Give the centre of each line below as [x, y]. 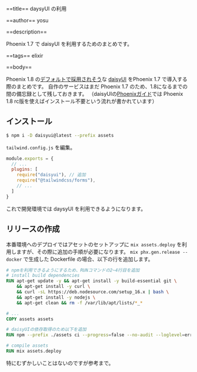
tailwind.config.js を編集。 [41, 147]
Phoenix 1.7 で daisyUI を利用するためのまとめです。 [69, 44]
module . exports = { [30, 158]
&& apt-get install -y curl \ [54, 287]
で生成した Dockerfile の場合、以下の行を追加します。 [88, 259]
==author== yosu [27, 20]
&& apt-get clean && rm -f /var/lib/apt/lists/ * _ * [80, 303]
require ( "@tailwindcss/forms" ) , [56, 180]
